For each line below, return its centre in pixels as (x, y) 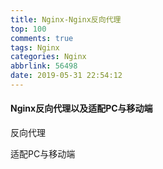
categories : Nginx (48, 57)
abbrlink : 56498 (44, 66)
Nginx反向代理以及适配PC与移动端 (81, 108)
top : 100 (28, 29)
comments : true (42, 38)
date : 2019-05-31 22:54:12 (66, 76)
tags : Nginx (35, 47)
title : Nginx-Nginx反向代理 (66, 19)
